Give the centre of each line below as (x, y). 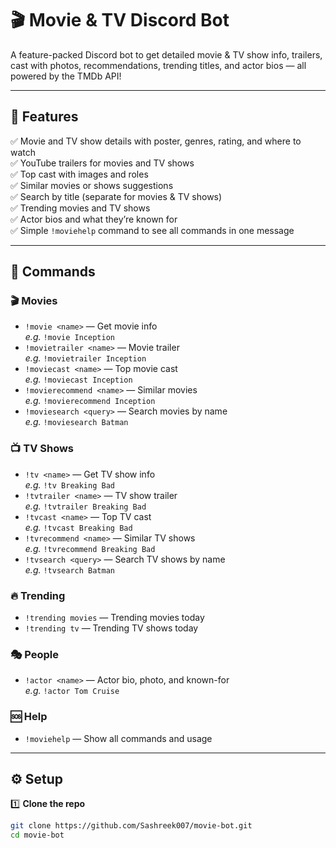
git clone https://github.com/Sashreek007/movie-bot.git (131, 826)
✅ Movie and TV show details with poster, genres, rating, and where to (156, 141)
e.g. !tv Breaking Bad (69, 484)
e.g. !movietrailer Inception (85, 358)
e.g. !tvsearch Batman (69, 569)
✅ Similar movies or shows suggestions (92, 185)
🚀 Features (44, 117)
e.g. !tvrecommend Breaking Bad (90, 548)
